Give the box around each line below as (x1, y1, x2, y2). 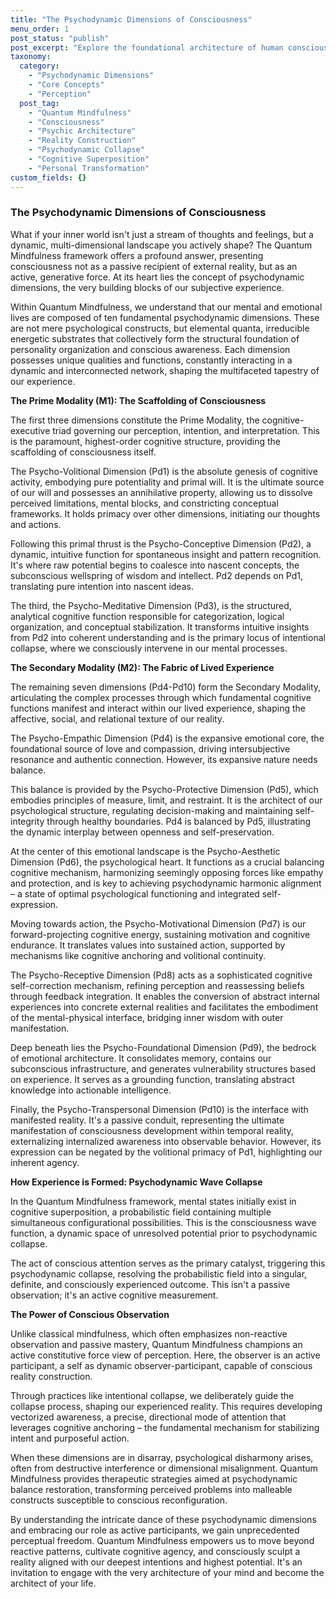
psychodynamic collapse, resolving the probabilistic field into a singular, (10, 1267, 308, 1280)
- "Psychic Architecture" (28, 126, 137, 136)
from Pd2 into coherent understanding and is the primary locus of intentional (10, 631, 326, 643)
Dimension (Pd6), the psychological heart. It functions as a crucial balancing (10, 856, 325, 868)
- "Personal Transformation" (28, 163, 150, 173)
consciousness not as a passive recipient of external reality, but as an (10, 260, 298, 272)
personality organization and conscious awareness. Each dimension (10, 343, 291, 355)
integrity (10, 815, 45, 827)
